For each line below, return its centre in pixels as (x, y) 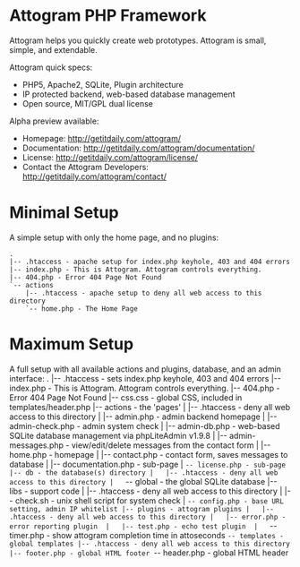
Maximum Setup (72, 344)
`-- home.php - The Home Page (82, 309)
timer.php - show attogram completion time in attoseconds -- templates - (146, 535)
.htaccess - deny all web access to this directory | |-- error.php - (148, 517)
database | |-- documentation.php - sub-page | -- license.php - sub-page (148, 464)
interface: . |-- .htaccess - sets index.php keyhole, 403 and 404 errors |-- (146, 378)
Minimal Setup (64, 213)
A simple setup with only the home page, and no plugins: (114, 237)
